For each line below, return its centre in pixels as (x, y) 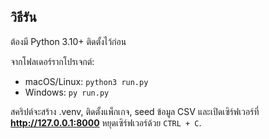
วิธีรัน (23, 17)
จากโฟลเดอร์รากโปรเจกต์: (52, 61)
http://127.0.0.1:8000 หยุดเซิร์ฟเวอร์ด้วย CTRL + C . (106, 122)
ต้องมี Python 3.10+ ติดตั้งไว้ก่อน (68, 41)
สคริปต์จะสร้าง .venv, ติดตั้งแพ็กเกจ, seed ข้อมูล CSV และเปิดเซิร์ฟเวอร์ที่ (135, 111)
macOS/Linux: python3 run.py (86, 81)
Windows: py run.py (67, 92)
